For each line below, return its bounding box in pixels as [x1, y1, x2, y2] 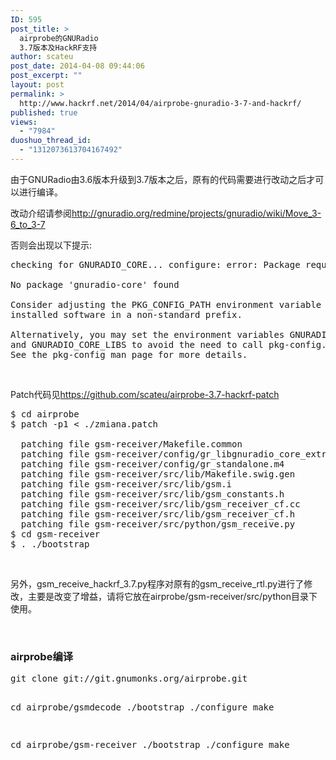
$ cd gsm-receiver [10, 528, 101, 540]
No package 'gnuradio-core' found [10, 279, 180, 290]
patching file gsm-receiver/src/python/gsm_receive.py [20, 518, 296, 530]
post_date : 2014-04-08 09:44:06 [10, 61, 145, 71]
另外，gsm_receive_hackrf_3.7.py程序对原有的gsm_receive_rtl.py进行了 [10, 577, 305, 590]
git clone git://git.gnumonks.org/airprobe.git [10, 673, 248, 685]
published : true [10, 107, 78, 118]
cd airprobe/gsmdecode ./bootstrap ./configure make [10, 702, 275, 713]
